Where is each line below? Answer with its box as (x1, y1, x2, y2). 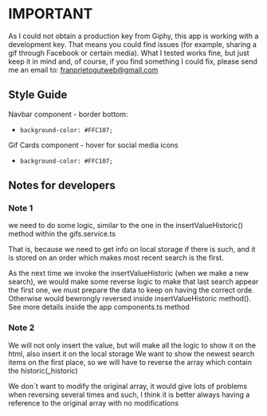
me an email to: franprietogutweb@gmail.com (8, 65, 159, 74)
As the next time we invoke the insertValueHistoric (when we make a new (8, 269, 249, 278)
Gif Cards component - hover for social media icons (8, 140, 179, 150)
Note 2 (8, 322, 35, 333)
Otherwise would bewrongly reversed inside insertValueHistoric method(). (8, 294, 251, 304)
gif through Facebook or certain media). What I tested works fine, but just (8, 48, 249, 57)
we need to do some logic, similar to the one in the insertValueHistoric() (8, 221, 243, 230)
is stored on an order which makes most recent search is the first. (8, 253, 225, 263)
